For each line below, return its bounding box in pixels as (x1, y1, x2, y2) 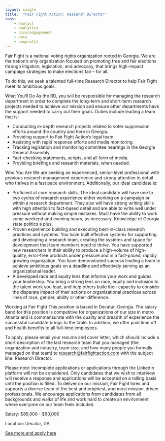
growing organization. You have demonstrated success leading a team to (12, 257, 161, 264)
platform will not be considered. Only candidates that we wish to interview (5, 370, 156, 376)
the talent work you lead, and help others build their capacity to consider (12, 284, 160, 290)
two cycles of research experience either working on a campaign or (12, 195, 150, 201)
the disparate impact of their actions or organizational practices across (12, 289, 156, 295)
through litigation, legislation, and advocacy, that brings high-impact (5, 63, 144, 69)
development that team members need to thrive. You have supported (12, 242, 153, 248)
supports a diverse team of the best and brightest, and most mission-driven (5, 385, 159, 392)
